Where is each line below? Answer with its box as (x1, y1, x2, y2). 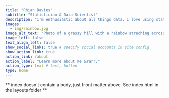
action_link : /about (5, 54, 49, 59)
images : (5, 21, 22, 27)
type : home (5, 68, 28, 73)
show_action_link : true (5, 49, 55, 54)
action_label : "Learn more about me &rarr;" (5, 59, 100, 64)
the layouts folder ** (5, 87, 47, 93)
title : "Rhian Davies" (5, 7, 53, 13)
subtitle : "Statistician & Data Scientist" (5, 12, 98, 17)
